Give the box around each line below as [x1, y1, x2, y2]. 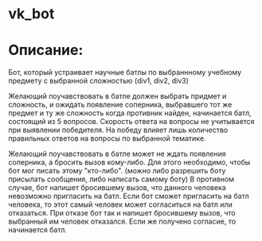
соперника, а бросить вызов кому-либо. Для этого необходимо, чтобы [8, 157, 251, 167]
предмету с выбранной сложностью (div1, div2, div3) [8, 76, 190, 86]
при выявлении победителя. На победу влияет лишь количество [8, 125, 229, 135]
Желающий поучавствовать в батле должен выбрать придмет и [8, 91, 227, 101]
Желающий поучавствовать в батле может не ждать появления [8, 149, 226, 159]
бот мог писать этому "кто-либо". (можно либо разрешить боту [8, 166, 226, 176]
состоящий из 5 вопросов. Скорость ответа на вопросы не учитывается [8, 117, 255, 126]
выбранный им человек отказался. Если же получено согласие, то [8, 216, 237, 227]
